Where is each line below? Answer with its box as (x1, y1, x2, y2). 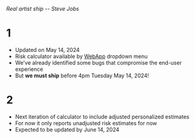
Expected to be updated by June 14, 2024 (14, 126, 120, 133)
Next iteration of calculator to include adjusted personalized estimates (14, 113, 190, 120)
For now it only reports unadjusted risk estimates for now (14, 119, 157, 126)
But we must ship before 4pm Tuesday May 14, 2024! (14, 72, 149, 79)
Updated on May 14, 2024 (14, 46, 80, 53)
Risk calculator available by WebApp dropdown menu (14, 53, 148, 60)
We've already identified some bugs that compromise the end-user (14, 59, 182, 66)
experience (14, 65, 43, 73)
